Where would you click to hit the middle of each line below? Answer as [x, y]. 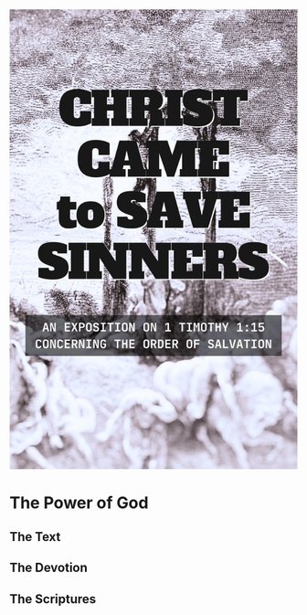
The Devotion [49, 568]
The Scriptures [53, 599]
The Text [35, 537]
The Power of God [79, 503]
